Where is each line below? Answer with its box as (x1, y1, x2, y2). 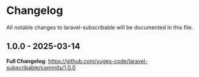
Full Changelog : (6, 57, 47, 64)
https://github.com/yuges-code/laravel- (47, 57, 148, 64)
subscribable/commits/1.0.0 (6, 64, 76, 71)
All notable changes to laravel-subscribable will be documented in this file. (6, 24, 194, 31)
